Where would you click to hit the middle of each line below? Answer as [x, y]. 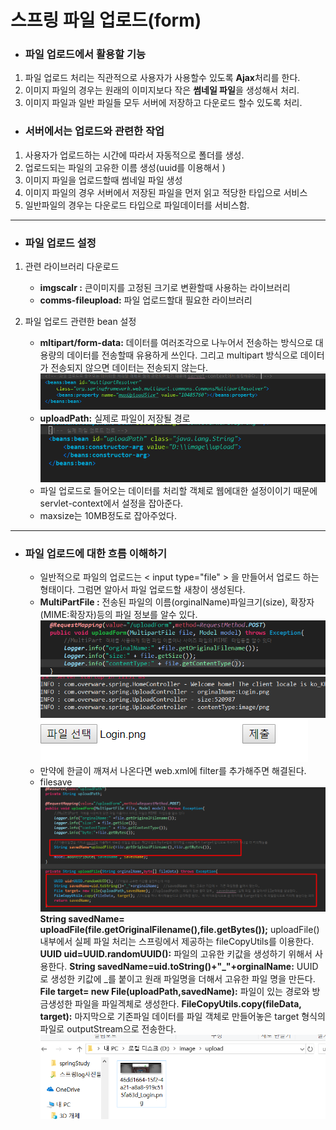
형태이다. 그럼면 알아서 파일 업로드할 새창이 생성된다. [142, 589]
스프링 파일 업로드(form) [106, 20]
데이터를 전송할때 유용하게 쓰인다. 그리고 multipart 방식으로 [182, 355]
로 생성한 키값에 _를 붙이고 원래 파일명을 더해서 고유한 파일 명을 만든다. [177, 979]
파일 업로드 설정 [60, 243]
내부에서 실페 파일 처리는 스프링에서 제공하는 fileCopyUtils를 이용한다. [177, 942]
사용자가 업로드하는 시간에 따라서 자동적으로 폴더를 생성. [134, 155]
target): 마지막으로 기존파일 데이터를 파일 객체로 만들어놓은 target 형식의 [182, 1017]
